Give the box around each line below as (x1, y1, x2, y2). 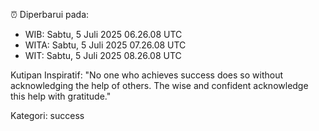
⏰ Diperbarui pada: (10, 9, 90, 20)
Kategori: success (10, 110, 85, 121)
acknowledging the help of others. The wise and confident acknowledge (10, 80, 309, 91)
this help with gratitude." (10, 90, 112, 102)
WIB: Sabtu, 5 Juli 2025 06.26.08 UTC (24, 29, 183, 40)
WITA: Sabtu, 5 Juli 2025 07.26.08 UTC (24, 39, 187, 51)
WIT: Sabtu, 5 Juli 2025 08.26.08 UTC (24, 50, 182, 61)
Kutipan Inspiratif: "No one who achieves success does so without (10, 69, 284, 81)
